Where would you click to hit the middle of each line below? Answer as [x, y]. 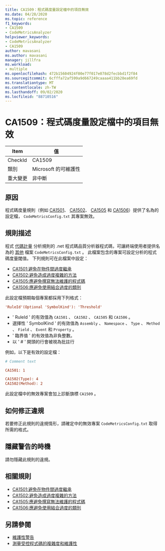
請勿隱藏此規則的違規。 [29, 459]
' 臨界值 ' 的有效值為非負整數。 [44, 336]
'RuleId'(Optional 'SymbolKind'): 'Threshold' [54, 307]
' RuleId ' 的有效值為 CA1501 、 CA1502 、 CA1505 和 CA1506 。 [72, 317]
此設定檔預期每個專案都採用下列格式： [44, 298]
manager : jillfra [23, 60]
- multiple [16, 69]
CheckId [17, 160]
